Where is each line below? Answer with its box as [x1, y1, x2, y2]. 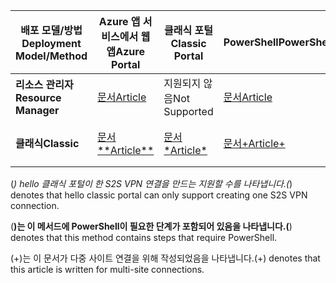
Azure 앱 [98, 15, 141, 28]
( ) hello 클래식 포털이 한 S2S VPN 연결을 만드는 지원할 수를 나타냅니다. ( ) [10, 178, 293, 189]
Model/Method [15, 49, 88, 63]
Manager [15, 104, 60, 117]
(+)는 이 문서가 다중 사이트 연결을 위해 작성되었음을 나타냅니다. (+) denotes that [10, 252, 321, 264]
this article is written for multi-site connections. [10, 264, 205, 275]
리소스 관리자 [15, 78, 74, 91]
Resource [15, 91, 62, 104]
